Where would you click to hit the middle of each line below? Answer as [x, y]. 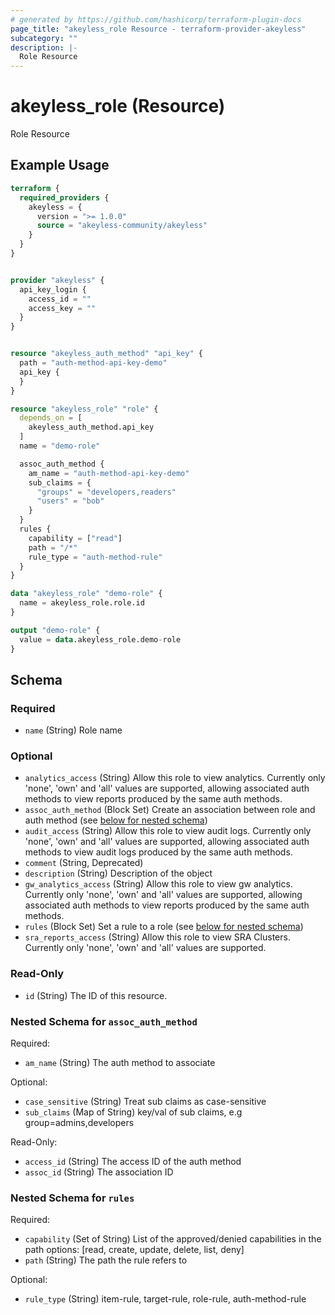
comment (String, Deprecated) [84, 863]
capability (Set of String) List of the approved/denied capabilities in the [173, 1239]
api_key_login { [53, 289]
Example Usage [60, 165]
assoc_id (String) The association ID [99, 1172]
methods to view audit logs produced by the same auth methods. [158, 852]
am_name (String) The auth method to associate [120, 1063]
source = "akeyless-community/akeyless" [122, 226]
